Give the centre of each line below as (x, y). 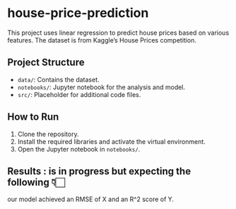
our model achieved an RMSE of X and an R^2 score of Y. (91, 199)
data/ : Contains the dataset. (59, 79)
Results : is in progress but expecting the (99, 171)
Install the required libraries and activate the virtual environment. (112, 141)
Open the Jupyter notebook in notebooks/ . (79, 149)
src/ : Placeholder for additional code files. (79, 94)
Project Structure (46, 63)
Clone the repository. (48, 134)
